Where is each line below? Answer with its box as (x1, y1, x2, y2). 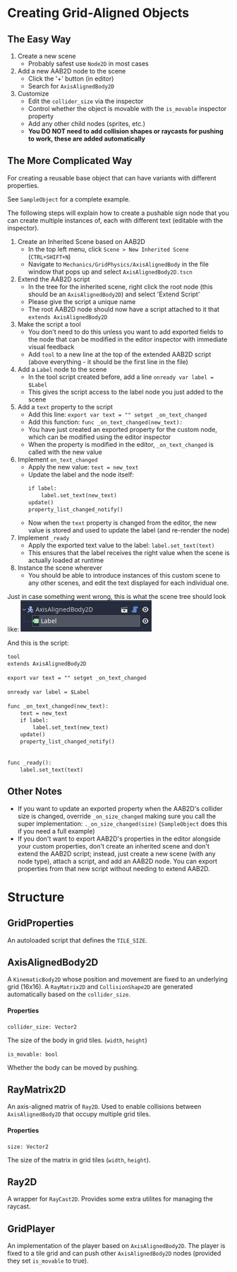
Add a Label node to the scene (17, 365, 107, 373)
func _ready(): (7, 759, 52, 766)
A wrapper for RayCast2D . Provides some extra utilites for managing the (7, 1195, 213, 1203)
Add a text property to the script (17, 402, 113, 411)
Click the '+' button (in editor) (28, 74, 114, 83)
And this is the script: (7, 638, 69, 647)
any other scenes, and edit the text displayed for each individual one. (28, 578, 229, 587)
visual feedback (28, 342, 75, 351)
